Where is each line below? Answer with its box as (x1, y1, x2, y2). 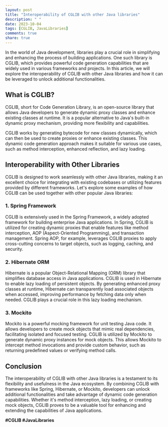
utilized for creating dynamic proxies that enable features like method (5, 225, 149, 231)
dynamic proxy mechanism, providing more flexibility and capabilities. (5, 120, 149, 126)
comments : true (5, 31, 37, 36)
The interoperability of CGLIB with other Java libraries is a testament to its (5, 376, 158, 382)
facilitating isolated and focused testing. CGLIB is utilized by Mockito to (5, 331, 152, 337)
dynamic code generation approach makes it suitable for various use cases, (5, 140, 162, 147)
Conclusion (5, 362, 42, 371)
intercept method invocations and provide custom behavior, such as (5, 342, 145, 348)
